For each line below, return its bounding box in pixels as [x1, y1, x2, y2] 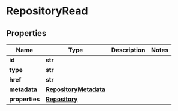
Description [111, 46, 146, 54]
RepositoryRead [6, 4, 88, 18]
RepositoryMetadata [46, 85, 106, 94]
